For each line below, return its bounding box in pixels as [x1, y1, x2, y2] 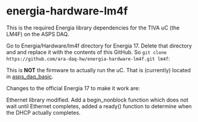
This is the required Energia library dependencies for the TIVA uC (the [6, 24, 180, 31]
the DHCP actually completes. [6, 109, 81, 116]
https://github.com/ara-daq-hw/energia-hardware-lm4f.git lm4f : [6, 55, 170, 62]
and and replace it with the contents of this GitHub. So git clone [6, 48, 167, 55]
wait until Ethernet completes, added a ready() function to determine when [6, 102, 192, 109]
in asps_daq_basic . [6, 73, 54, 80]
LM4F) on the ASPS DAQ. [6, 30, 69, 37]
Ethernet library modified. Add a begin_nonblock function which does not [6, 96, 189, 103]
